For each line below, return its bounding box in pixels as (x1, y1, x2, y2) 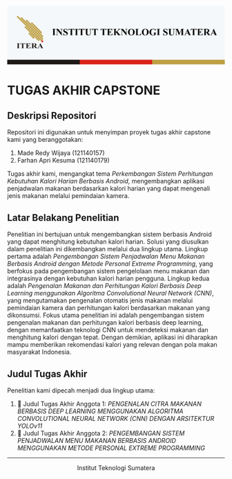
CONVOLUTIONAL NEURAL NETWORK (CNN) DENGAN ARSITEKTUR (17, 414, 215, 422)
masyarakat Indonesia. (7, 348, 72, 356)
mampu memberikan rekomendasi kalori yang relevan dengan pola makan (7, 341, 217, 349)
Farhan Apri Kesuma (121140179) (17, 156, 110, 165)
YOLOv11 (17, 422, 43, 430)
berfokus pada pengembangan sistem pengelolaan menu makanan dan (7, 267, 210, 275)
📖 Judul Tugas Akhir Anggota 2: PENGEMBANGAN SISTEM (17, 428, 185, 437)
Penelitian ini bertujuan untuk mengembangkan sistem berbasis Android (7, 231, 212, 239)
